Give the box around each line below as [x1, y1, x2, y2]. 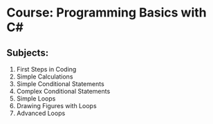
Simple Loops [16, 94, 56, 103]
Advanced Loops [16, 109, 66, 117]
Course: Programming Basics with [6, 5, 207, 21]
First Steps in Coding [16, 65, 77, 73]
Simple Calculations [16, 72, 73, 81]
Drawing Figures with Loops [16, 102, 98, 110]
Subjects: [6, 47, 49, 59]
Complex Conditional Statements [16, 87, 111, 95]
